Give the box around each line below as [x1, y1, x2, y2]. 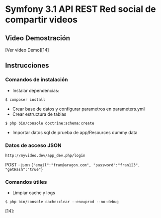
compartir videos [5, 14, 78, 25]
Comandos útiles [5, 178, 47, 185]
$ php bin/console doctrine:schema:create [5, 121, 94, 126]
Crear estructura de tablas [12, 111, 67, 117]
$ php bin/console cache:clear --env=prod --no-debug [5, 200, 119, 205]
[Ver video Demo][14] [5, 47, 49, 53]
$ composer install [5, 97, 46, 102]
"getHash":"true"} [5, 167, 43, 172]
